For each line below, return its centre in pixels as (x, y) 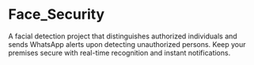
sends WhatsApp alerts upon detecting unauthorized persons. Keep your (127, 44)
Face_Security (57, 14)
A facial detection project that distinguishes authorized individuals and (123, 36)
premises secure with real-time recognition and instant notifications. (119, 52)
